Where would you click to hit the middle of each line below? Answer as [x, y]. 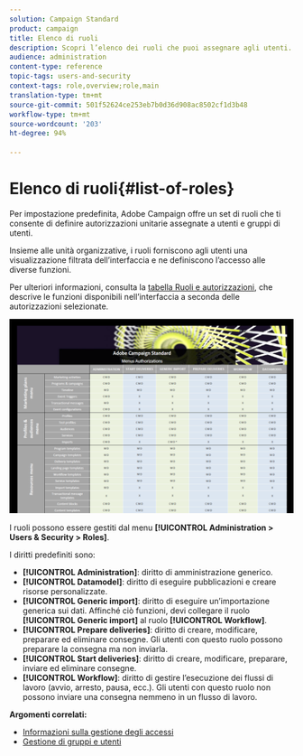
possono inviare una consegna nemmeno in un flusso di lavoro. [140, 697]
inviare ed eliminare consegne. [79, 668]
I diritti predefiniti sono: [53, 555]
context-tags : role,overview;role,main [84, 86]
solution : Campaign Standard [64, 19]
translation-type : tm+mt [56, 95]
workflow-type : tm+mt [50, 114]
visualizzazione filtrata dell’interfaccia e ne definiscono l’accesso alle [138, 260]
